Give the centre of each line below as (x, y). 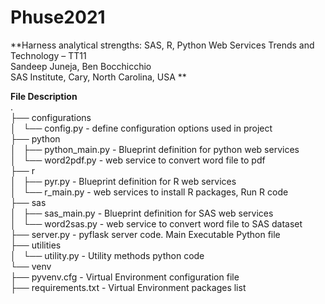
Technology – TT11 (48, 55)
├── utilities (36, 245)
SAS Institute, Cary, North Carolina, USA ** (98, 77)
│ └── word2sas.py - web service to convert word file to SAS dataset (156, 223)
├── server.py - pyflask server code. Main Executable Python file (145, 234)
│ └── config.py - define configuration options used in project (141, 128)
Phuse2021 (58, 17)
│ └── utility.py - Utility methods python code (107, 255)
